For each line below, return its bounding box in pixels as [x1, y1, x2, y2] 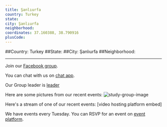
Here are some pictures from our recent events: [5, 91, 103, 97]
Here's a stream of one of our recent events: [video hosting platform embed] [5, 101, 162, 107]
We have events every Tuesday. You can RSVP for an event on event [5, 111, 146, 117]
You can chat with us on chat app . [5, 72, 75, 78]
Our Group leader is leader [5, 82, 60, 88]
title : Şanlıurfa [5, 7, 41, 12]
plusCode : [5, 35, 26, 40]
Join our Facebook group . [5, 63, 58, 68]
